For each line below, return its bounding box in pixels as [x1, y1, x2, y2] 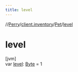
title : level [5, 7, 33, 13]
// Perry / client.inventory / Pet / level [5, 21, 73, 27]
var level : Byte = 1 [5, 61, 42, 67]
